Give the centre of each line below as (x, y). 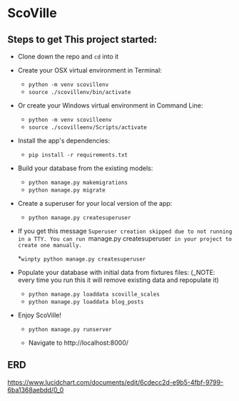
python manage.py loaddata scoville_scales (94, 294)
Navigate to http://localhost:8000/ (78, 343)
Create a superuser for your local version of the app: (95, 203)
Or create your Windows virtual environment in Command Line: (110, 105)
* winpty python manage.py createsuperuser (82, 259)
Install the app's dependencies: (64, 141)
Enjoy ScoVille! (40, 315)
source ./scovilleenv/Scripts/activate (88, 127)
